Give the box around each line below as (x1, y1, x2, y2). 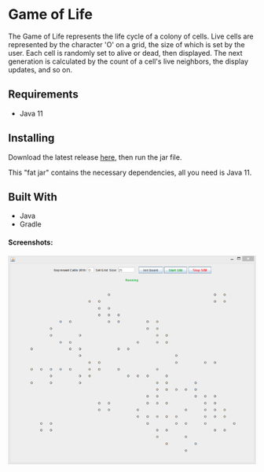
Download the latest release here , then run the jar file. (8, 152, 182, 162)
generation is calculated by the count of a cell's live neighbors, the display (8, 57, 249, 66)
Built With (8, 190, 57, 204)
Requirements (8, 88, 79, 101)
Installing (8, 131, 55, 145)
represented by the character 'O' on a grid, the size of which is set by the (8, 39, 245, 49)
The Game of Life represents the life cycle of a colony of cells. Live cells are (8, 31, 254, 41)
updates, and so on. (8, 65, 73, 74)
